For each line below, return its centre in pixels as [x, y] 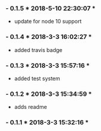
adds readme [30, 107]
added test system [37, 78]
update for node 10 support [48, 22]
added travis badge [38, 50]
